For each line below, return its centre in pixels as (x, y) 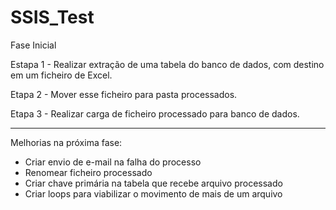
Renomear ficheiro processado (88, 172)
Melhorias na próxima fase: (66, 142)
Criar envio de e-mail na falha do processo (113, 162)
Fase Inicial (33, 45)
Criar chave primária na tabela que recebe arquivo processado (153, 183)
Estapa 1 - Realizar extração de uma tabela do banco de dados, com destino (167, 64)
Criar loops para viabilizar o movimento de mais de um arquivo (153, 193)
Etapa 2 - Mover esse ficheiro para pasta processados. (124, 94)
